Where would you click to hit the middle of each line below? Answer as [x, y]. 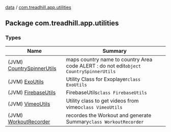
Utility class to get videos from [102, 101]
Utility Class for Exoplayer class [103, 79]
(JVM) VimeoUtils [29, 104]
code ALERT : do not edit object [104, 65]
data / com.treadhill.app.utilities [38, 7]
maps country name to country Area [109, 59]
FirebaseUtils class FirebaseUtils [107, 92]
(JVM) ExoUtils [26, 82]
